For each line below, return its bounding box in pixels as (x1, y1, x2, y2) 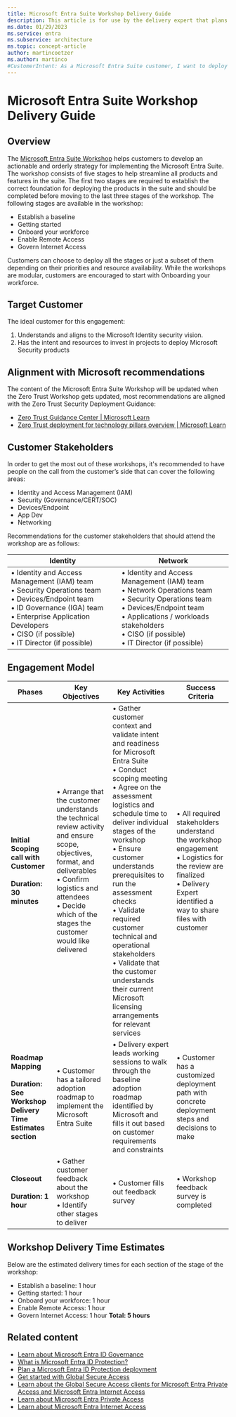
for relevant (112, 1019, 151, 1029)
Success (185, 683, 216, 692)
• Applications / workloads (122, 612, 209, 621)
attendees (55, 892, 90, 902)
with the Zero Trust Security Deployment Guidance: (7, 400, 156, 408)
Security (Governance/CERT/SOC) (17, 496, 117, 504)
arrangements (112, 1010, 159, 1020)
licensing (112, 1001, 143, 1011)
